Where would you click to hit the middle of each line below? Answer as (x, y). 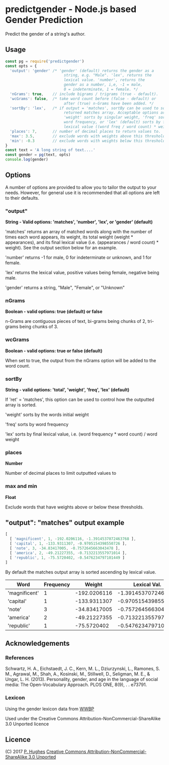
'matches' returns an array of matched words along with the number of (79, 232)
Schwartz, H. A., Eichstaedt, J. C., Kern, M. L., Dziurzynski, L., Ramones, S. (83, 669)
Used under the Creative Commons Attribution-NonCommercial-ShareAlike (83, 718)
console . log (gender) (27, 159)
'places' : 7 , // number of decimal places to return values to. (85, 131)
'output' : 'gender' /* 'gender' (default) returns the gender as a (82, 71)
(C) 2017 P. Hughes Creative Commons (46, 752)
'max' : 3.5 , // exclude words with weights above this (76, 136)
